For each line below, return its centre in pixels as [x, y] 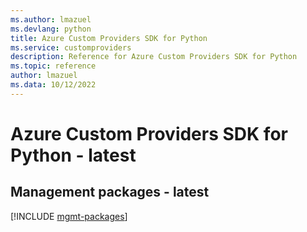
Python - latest [73, 155]
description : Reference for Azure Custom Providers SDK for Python [154, 57]
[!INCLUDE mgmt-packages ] [69, 216]
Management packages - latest [110, 192]
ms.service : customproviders [71, 47]
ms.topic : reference [53, 66]
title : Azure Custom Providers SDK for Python [109, 38]
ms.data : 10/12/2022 [53, 85]
